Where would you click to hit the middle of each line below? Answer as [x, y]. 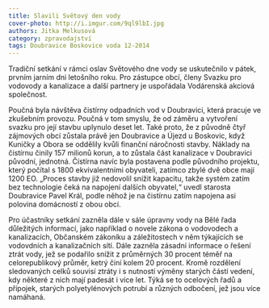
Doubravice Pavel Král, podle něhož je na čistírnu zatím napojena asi [122, 196]
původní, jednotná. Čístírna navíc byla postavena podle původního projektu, [134, 161]
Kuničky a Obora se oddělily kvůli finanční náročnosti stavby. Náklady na [129, 144]
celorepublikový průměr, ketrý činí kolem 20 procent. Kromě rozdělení [124, 263]
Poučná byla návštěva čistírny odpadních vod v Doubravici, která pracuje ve [135, 110]
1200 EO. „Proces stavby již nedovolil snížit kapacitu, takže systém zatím [129, 179]
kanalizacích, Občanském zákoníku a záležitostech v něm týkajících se [126, 237]
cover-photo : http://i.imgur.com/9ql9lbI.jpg [86, 23]
